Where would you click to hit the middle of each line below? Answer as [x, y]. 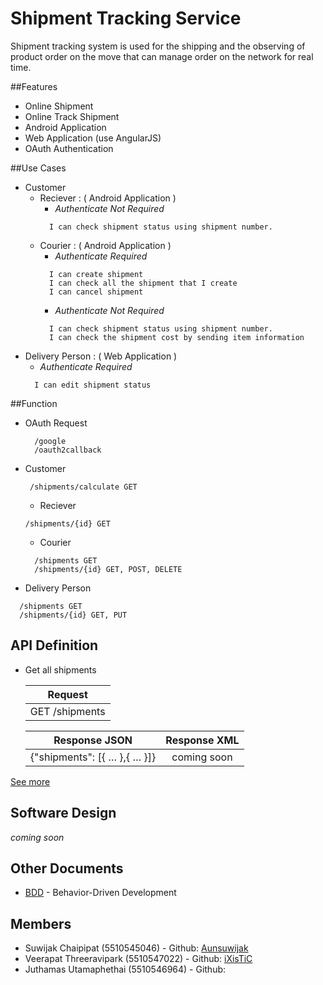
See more [30, 781]
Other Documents [67, 868]
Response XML [202, 740]
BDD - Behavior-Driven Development [100, 893]
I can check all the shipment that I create [143, 283]
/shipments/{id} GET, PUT [73, 615]
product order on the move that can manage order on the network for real [162, 56]
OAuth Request [56, 423]
